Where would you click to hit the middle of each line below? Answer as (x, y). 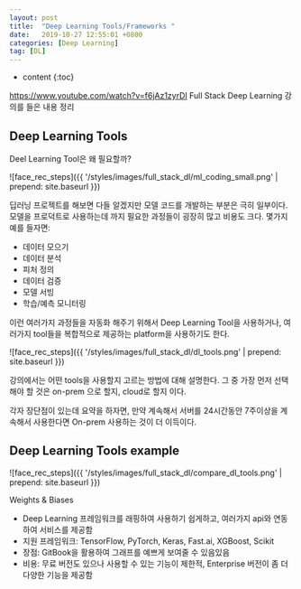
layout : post (34, 18)
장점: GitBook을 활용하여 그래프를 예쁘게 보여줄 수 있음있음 (126, 552)
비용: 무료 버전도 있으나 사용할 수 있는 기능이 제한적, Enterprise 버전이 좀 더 (155, 563)
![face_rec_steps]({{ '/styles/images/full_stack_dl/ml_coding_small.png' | (144, 176)
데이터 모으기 (46, 247)
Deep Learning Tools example (95, 451)
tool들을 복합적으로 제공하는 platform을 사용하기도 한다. (131, 333)
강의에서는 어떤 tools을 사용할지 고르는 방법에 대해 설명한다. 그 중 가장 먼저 (141, 379)
